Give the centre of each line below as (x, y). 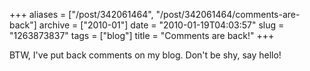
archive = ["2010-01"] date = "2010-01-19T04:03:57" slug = (161, 25)
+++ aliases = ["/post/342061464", (81, 14)
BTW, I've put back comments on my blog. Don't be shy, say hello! (145, 55)
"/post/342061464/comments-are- (228, 14)
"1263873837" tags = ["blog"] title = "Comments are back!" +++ (142, 35)
